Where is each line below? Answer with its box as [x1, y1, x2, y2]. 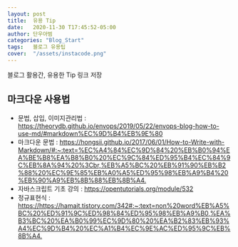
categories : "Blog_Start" [7, 37, 84, 44]
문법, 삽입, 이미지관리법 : [17, 113, 87, 122]
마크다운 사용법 [7, 93, 71, 105]
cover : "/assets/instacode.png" [7, 51, 107, 58]
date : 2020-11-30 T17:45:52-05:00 [7, 23, 116, 31]
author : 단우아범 [7, 30, 53, 38]
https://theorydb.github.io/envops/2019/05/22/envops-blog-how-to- [17, 122, 219, 130]
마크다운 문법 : [17, 137, 58, 146]
